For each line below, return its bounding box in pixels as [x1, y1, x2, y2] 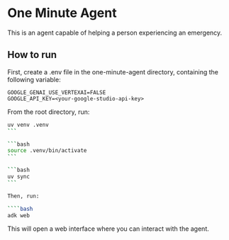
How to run [7, 49, 57, 61]
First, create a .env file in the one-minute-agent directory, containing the [7, 67, 218, 76]
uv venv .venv [7, 121, 50, 128]
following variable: [7, 75, 62, 84]
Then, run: [7, 193, 40, 200]
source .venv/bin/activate [7, 147, 87, 154]
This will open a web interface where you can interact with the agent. [7, 224, 209, 233]
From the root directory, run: [7, 108, 90, 116]
